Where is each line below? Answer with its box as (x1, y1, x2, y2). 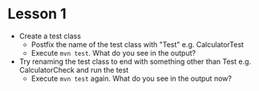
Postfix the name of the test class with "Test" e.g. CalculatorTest (30, 39, 244, 49)
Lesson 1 (7, 5, 67, 23)
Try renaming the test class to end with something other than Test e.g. (18, 57, 252, 66)
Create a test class (18, 31, 82, 41)
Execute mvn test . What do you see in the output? (30, 48, 196, 57)
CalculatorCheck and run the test (18, 65, 129, 74)
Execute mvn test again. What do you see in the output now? (30, 73, 232, 83)
